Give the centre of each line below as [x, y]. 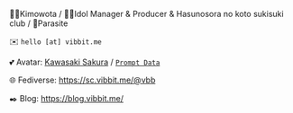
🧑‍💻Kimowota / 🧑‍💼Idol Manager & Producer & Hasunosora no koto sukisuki [146, 14]
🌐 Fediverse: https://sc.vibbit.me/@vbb [82, 80]
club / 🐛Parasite [39, 23]
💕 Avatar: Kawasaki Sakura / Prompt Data [85, 62]
